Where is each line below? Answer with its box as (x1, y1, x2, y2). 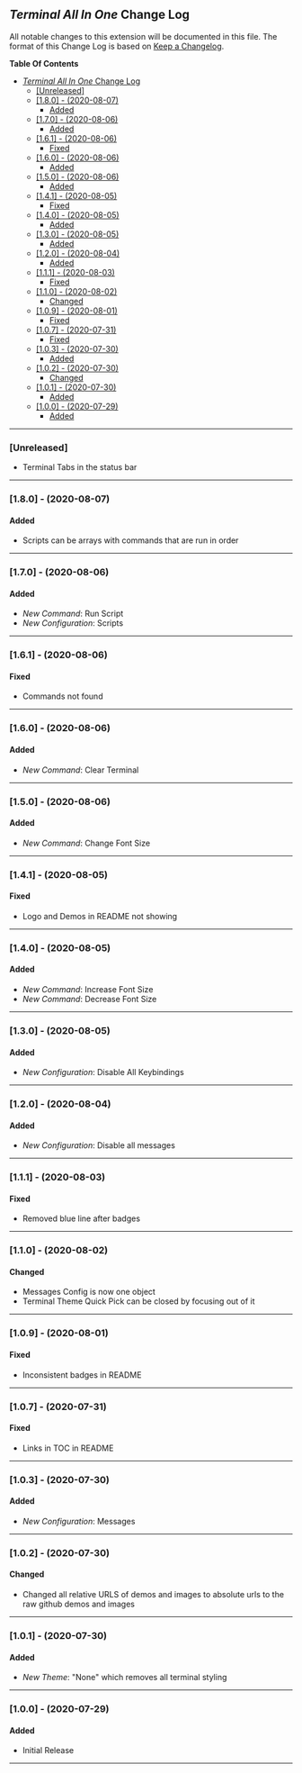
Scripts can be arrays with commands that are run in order (22, 535, 239, 546)
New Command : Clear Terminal (22, 764, 139, 775)
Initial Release (22, 1745, 75, 1756)
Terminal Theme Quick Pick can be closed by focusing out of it (22, 1296, 255, 1307)
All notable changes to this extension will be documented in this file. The (9, 31, 278, 41)
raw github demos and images (22, 1598, 135, 1609)
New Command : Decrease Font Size (22, 993, 157, 1004)
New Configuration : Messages (22, 1515, 136, 1526)
